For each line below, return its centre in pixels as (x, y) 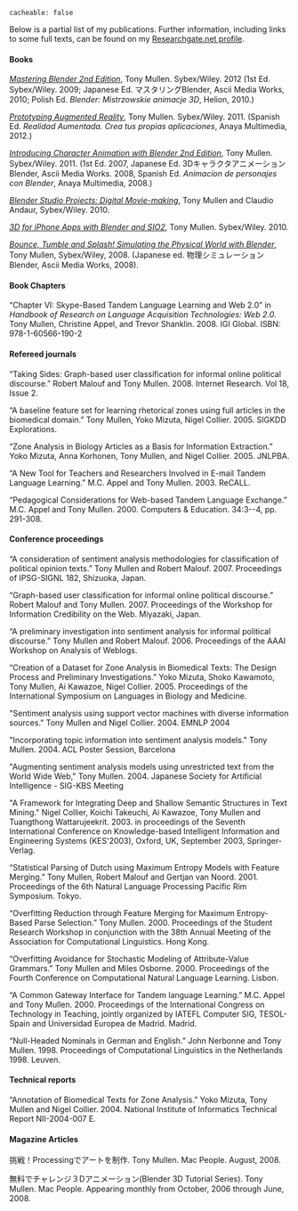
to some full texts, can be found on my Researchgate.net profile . (127, 39)
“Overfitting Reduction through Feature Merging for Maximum (122, 912)
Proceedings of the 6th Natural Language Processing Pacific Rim (128, 886)
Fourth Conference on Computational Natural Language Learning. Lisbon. (144, 978)
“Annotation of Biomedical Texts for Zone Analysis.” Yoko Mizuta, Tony (139, 1100)
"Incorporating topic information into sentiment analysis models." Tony (138, 740)
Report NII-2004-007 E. (52, 1119)
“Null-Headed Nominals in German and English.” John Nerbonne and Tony (145, 1040)
